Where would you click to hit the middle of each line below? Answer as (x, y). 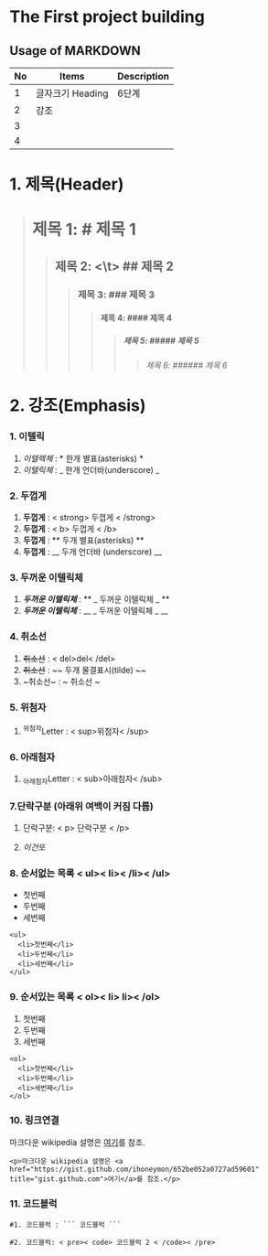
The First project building (107, 17)
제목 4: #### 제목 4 (136, 318)
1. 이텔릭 (27, 436)
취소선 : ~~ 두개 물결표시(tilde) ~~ (84, 670)
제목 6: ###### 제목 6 (187, 365)
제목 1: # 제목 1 (84, 230)
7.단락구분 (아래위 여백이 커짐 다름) (81, 806)
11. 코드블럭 (33, 1203)
